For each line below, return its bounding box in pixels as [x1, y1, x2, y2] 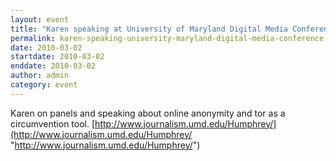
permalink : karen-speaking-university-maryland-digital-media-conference [10, 33, 325, 43]
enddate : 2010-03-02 [10, 61, 97, 71]
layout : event [10, 14, 70, 25]
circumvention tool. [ [10, 117, 96, 130]
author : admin [10, 71, 70, 81]
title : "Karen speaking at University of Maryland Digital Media [10, 24, 288, 34]
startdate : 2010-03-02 [10, 52, 105, 62]
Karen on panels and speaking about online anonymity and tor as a [10, 107, 286, 119]
